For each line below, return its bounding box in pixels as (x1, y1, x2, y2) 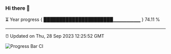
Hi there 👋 (5, 5, 31, 12)
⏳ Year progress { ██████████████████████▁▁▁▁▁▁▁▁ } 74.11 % (5, 16, 160, 22)
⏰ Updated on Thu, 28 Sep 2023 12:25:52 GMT (5, 33, 104, 39)
